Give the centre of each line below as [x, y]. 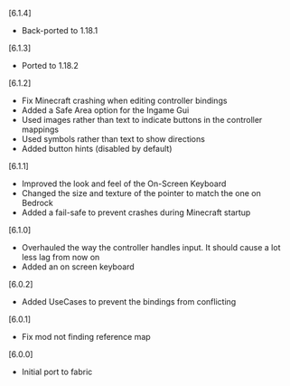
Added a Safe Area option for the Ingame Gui [105, 110]
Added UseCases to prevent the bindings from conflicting [129, 301]
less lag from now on [61, 257]
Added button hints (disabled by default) [97, 149]
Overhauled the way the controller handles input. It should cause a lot [151, 247]
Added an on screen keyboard [78, 267]
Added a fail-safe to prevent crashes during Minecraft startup [136, 212]
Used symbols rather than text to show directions [113, 139]
